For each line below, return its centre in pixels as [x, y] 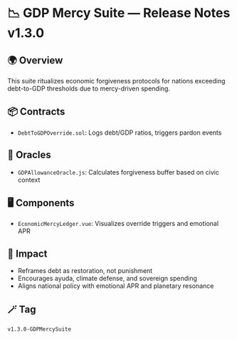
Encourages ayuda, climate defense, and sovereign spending [107, 279]
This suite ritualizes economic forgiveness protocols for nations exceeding [116, 81]
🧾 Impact [27, 253]
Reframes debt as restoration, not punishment [85, 271]
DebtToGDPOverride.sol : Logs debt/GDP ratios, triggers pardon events [120, 133]
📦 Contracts [36, 112]
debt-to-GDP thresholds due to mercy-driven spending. [89, 88]
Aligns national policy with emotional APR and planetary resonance [116, 286]
